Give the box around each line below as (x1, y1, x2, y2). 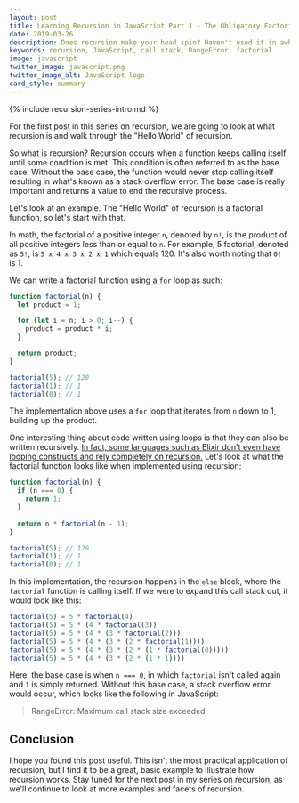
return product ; (17, 349, 77, 357)
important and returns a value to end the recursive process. (9, 185, 228, 196)
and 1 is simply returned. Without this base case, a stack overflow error (9, 679, 271, 690)
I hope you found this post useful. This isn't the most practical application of (9, 755, 288, 766)
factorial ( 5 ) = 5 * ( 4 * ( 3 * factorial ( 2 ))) (9, 629, 182, 638)
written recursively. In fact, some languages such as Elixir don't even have (9, 442, 281, 453)
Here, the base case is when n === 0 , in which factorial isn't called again (9, 670, 281, 680)
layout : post (9, 12, 58, 22)
